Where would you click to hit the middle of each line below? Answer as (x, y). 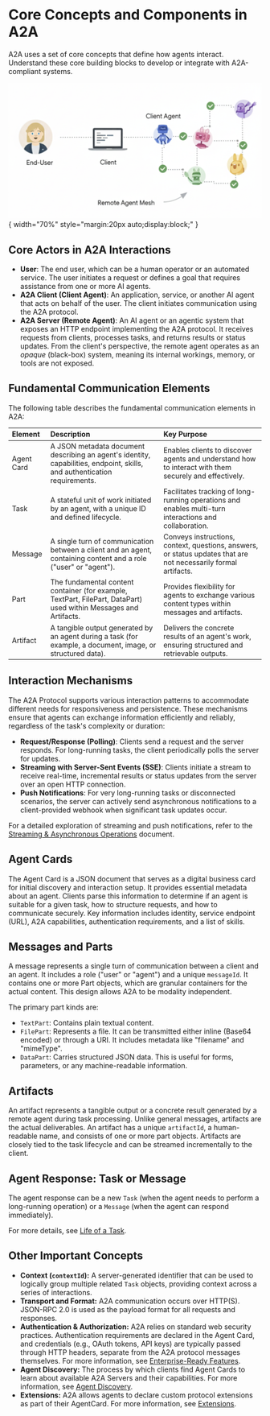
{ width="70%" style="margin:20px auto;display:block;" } (103, 225)
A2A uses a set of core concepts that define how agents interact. (116, 54)
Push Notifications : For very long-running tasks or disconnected (127, 793)
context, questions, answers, (211, 546)
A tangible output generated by (102, 627)
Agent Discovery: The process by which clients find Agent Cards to (133, 1369)
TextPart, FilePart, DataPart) (96, 599)
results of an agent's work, (207, 636)
